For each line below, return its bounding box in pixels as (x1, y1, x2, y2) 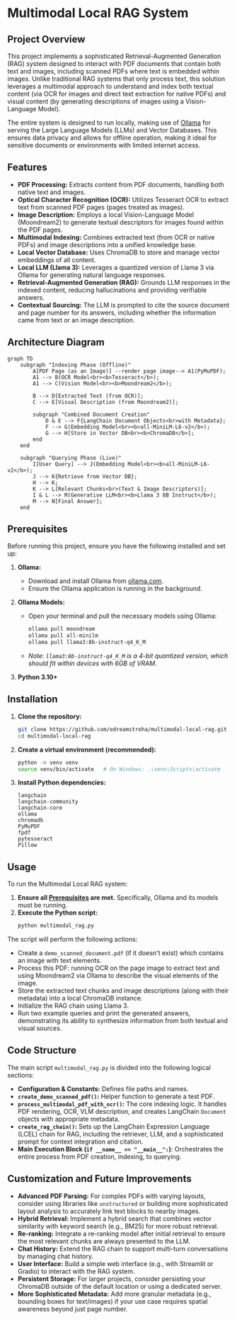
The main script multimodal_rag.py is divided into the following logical (7, 1063, 211, 1071)
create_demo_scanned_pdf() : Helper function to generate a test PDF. (17, 1092, 215, 1100)
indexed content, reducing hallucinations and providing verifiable (17, 286, 207, 294)
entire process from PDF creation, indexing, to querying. (17, 1152, 182, 1161)
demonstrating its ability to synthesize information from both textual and (17, 1017, 229, 1025)
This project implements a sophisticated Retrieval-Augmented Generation (7, 52, 221, 60)
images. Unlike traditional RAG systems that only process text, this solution (7, 74, 225, 83)
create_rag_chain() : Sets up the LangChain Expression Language (17, 1122, 210, 1131)
